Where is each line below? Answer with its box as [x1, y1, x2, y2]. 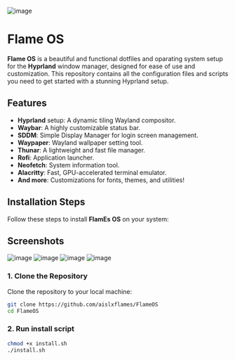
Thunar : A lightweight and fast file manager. [17, 146, 146, 154]
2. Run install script [7, 324, 75, 334]
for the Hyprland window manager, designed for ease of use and [7, 62, 196, 70]
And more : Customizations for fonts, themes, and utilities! [17, 176, 184, 184]
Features [7, 97, 47, 109]
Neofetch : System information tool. [17, 160, 120, 169]
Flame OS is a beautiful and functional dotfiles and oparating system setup [7, 54, 223, 63]
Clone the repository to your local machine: [7, 287, 133, 295]
